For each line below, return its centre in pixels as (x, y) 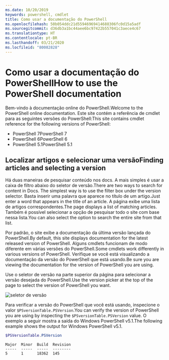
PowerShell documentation (63, 94)
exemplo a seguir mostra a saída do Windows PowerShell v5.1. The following (84, 321)
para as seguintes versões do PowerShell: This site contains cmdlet (75, 118)
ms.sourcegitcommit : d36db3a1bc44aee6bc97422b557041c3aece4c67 (73, 29)
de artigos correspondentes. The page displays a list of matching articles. (81, 207)
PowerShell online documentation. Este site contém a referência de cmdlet (83, 113)
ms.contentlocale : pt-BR (31, 38)
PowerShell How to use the (62, 83)
